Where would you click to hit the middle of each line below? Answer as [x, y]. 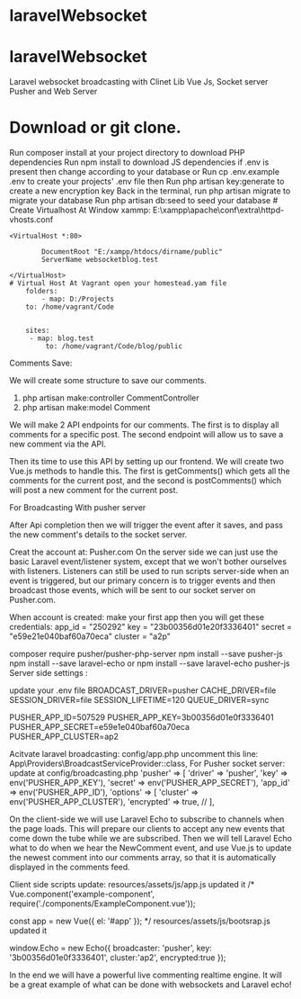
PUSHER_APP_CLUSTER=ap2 [64, 737]
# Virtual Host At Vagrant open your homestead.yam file [118, 283]
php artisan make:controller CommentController [111, 398]
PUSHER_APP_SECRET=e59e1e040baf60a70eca [100, 727]
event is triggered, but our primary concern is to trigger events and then [142, 580]
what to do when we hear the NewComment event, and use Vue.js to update [150, 848]
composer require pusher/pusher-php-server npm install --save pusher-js [146, 654]
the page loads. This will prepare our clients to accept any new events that [147, 829]
